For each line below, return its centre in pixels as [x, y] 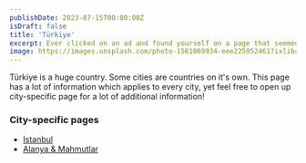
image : [22, 52]
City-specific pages [54, 120]
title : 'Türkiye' [42, 34]
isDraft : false [38, 26]
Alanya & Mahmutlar [60, 149]
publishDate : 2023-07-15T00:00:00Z [77, 18]
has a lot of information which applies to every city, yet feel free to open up [150, 87]
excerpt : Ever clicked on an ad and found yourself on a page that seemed [154, 43]
